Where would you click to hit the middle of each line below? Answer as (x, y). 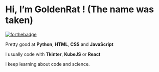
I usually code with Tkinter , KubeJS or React (53, 54)
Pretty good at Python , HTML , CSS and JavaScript (59, 44)
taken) (19, 20)
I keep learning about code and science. (48, 64)
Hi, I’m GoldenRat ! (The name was (80, 9)
